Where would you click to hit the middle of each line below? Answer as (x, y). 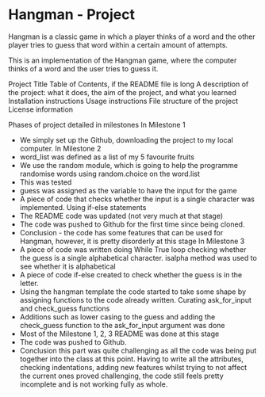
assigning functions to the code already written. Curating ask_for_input (136, 300)
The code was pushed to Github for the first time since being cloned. (132, 224)
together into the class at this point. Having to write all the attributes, (132, 359)
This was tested (46, 182)
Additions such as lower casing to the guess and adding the (117, 317)
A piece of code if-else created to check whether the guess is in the (131, 274)
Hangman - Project (71, 15)
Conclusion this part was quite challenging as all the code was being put (138, 350)
